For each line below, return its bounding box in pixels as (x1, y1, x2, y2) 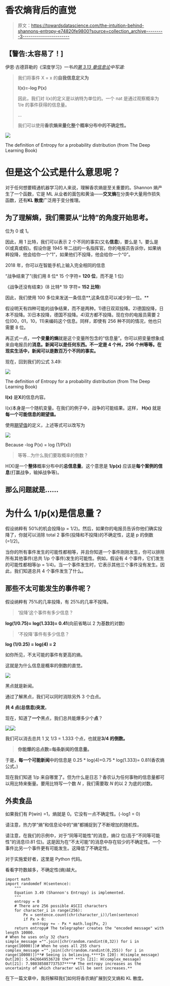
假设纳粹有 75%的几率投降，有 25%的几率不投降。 (5, 598, 111, 604)
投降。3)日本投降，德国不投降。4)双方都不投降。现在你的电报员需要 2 (14, 312, 160, 318)
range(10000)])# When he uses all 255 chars (5, 943, 101, 949)
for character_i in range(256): (14, 908, 82, 913)
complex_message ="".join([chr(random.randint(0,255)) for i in (5, 948, 144, 953)
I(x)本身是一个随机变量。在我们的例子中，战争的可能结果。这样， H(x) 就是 (5, 404, 161, 411)
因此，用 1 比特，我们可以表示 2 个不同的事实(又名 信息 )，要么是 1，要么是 (5, 239, 158, 245)
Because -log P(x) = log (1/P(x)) (5, 441, 71, 448)
